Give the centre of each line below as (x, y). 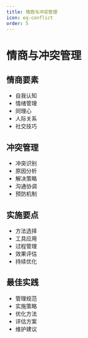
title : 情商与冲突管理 (32, 12)
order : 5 (17, 23)
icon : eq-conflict (30, 18)
